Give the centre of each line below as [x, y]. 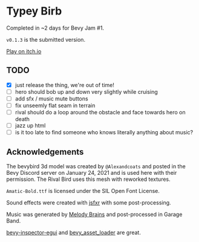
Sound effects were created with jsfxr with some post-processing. [89, 203]
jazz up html [30, 126]
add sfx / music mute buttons [52, 99]
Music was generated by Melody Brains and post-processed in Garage [94, 214]
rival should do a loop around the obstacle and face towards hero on [100, 112]
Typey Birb [34, 11]
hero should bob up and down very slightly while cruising [86, 91]
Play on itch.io [24, 51]
